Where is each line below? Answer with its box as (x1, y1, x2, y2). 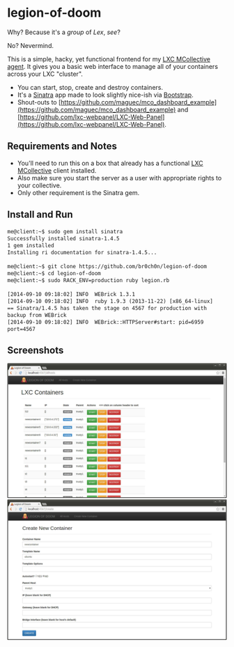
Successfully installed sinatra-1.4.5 (7, 235, 120, 242)
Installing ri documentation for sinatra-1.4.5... (7, 249, 157, 256)
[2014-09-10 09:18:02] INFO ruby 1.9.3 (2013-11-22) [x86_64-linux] (7, 297, 214, 304)
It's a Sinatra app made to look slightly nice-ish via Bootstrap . (17, 91, 194, 99)
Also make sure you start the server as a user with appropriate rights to (17, 173, 222, 182)
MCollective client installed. (17, 166, 97, 175)
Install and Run (7, 209, 73, 221)
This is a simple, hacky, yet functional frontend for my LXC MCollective (7, 54, 211, 63)
